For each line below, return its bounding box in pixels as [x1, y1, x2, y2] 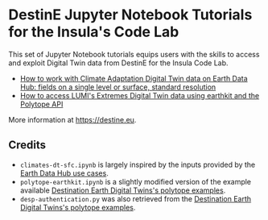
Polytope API [19, 99, 64, 109]
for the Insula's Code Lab [8, 23, 179, 41]
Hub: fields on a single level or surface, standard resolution [19, 82, 216, 92]
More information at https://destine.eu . [8, 114, 137, 124]
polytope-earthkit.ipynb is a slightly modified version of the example [19, 176, 252, 186]
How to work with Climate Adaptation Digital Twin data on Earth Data [19, 73, 248, 83]
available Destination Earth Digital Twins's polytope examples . [19, 185, 226, 195]
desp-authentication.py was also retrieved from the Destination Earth [19, 193, 252, 203]
